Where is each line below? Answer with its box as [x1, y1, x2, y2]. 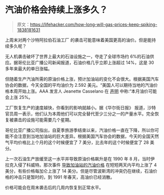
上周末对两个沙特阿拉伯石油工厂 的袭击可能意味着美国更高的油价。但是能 [5, 37, 152, 43]
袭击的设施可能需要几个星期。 [13, 117, 74, 122]
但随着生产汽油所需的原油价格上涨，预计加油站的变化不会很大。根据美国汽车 [5, 76, 159, 82]
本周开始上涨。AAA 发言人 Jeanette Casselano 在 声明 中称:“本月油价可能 [9, 88, 157, 94]
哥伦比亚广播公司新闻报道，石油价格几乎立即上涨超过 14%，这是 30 [18, 59, 154, 65]
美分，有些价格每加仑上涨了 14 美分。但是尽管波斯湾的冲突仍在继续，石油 [5, 168, 153, 174]
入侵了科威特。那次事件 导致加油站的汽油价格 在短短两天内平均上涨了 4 [13, 162, 157, 168]
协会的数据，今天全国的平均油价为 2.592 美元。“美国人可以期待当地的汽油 [5, 82, 154, 88]
